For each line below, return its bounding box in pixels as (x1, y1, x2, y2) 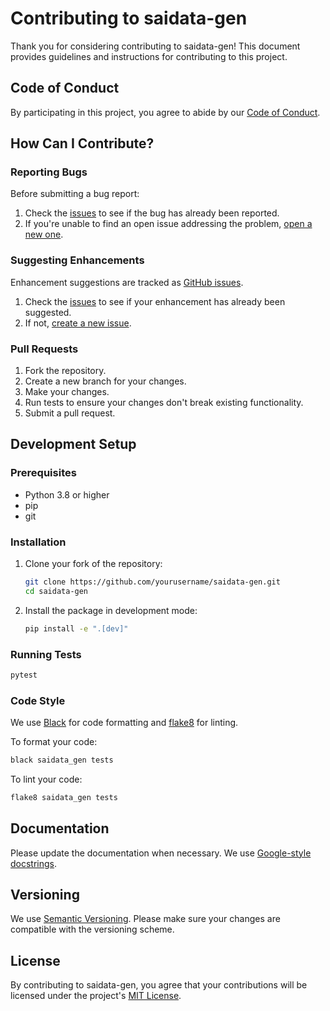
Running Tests (10, 647, 82, 661)
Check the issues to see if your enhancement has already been (24, 295, 286, 307)
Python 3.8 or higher (24, 488, 110, 501)
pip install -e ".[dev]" (24, 623, 129, 634)
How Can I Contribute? (10, 135, 155, 152)
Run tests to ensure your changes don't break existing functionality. (24, 397, 304, 409)
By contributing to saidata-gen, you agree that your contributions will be (10, 979, 308, 991)
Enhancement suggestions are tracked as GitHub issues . (10, 276, 244, 288)
